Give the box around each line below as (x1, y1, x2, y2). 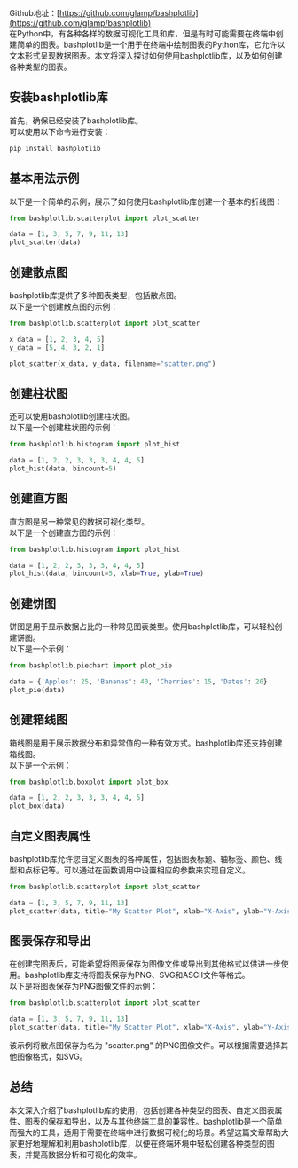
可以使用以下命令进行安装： (9, 126, 111, 137)
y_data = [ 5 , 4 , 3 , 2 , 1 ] (9, 343, 105, 352)
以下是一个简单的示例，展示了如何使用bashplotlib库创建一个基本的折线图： (9, 196, 283, 207)
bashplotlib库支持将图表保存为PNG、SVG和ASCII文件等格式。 (24, 970, 250, 981)
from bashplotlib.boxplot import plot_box (9, 777, 169, 786)
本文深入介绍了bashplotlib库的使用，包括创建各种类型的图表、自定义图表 (9, 1104, 275, 1116)
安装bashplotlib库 (9, 90, 108, 105)
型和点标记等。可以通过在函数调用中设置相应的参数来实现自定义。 (9, 864, 250, 875)
